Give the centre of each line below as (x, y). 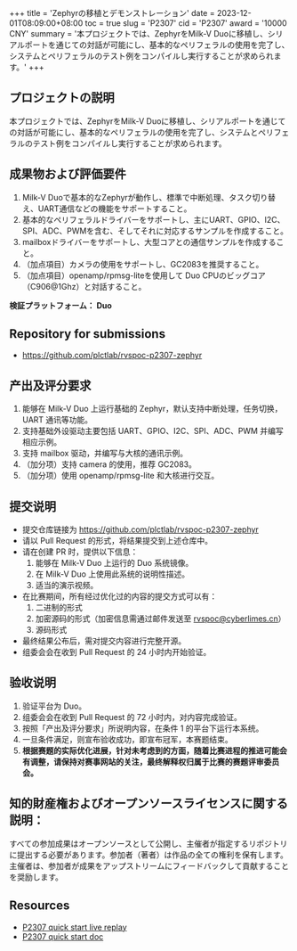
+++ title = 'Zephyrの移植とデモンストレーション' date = (112, 13)
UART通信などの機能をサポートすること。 (115, 209)
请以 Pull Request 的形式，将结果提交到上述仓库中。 (117, 541)
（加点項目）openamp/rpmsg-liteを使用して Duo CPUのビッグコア (144, 275)
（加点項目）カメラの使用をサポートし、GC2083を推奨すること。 (143, 264)
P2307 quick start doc (63, 936)
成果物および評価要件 (68, 174)
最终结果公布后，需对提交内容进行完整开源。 (104, 641)
